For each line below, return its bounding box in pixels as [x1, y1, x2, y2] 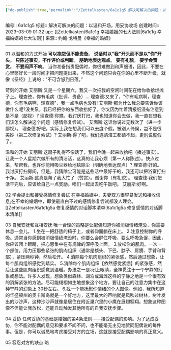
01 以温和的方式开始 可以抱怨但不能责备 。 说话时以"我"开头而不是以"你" [5, 51, 158, 57]
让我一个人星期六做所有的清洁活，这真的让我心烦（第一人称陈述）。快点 [5, 155, 155, 161]
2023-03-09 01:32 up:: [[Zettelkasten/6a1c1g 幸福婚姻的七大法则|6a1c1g [5, 29, 156, 35]
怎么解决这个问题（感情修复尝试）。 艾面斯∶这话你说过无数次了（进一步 [14, 119, 162, 125]
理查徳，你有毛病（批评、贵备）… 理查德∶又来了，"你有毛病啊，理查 [18, 93, 161, 100]
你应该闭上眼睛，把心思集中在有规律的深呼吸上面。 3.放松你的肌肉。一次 [5, 241, 158, 247]
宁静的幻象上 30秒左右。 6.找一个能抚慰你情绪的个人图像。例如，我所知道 [9, 286, 164, 292]
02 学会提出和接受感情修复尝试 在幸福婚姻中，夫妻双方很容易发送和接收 [5, 192, 156, 198]
